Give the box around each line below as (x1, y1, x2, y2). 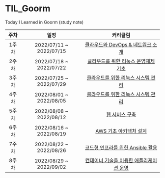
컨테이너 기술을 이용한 (85, 157, 134, 164)
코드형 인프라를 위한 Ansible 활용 (85, 144, 158, 151)
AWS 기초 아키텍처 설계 (95, 127, 147, 134)
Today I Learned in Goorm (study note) (5, 19, 84, 25)
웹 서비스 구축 (106, 111, 137, 118)
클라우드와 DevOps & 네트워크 (85, 41, 152, 48)
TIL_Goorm (5, 3, 51, 14)
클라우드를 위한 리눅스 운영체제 (87, 57, 155, 64)
